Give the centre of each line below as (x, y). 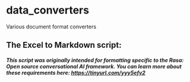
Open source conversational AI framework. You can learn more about (94, 66)
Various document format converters (51, 27)
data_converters (48, 10)
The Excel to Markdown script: (64, 45)
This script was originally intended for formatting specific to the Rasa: (95, 60)
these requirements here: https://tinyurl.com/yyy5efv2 (76, 73)
